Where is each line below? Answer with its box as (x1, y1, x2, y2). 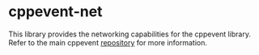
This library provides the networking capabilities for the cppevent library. (8, 29, 251, 39)
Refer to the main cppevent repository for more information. (8, 37, 208, 47)
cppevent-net (8, 2, 103, 21)
